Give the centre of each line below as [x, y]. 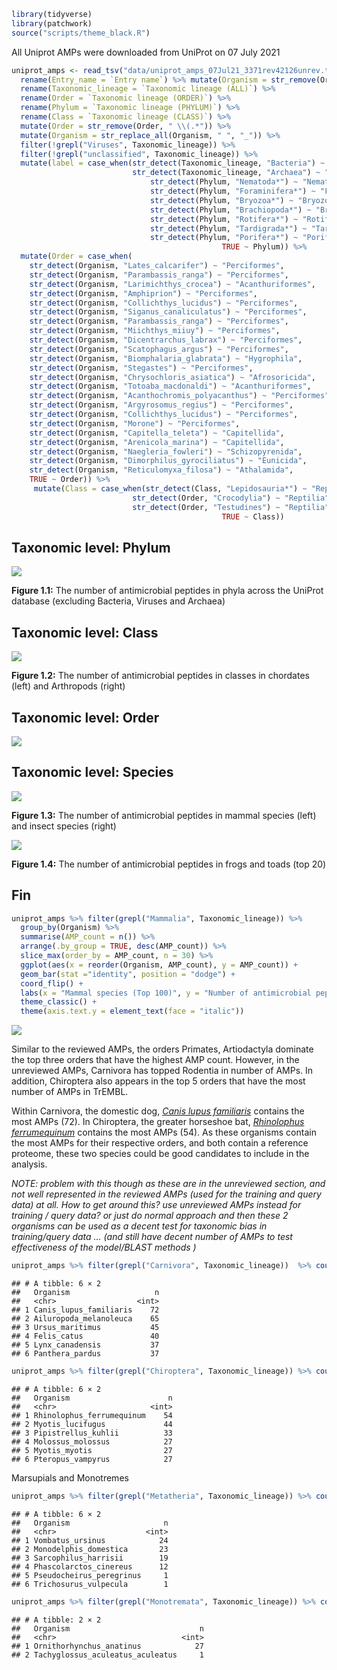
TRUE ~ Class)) [253, 516]
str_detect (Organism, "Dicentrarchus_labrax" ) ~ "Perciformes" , [166, 340]
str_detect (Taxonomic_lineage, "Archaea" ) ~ [226, 173]
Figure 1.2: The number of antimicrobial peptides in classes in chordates [160, 676]
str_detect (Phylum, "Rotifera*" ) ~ [224, 219]
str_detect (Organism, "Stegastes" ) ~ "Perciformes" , [141, 368]
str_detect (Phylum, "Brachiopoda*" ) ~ [230, 210]
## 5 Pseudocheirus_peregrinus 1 [90, 1575]
